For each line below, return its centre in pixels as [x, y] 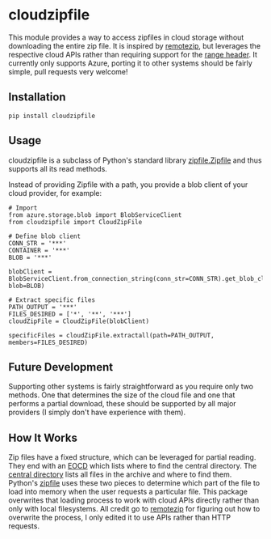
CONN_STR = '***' [38, 243]
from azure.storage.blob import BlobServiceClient [95, 215]
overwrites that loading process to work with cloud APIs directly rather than [134, 500]
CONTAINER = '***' [39, 250]
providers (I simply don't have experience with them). [97, 412]
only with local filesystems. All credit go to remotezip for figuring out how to [134, 509]
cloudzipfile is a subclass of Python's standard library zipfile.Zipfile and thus [135, 160]
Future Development [61, 367]
